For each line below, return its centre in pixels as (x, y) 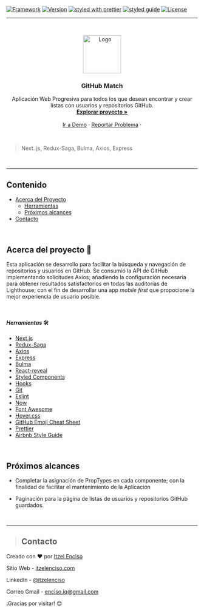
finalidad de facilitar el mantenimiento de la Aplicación (83, 487)
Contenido (27, 185)
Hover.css (28, 416)
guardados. (29, 505)
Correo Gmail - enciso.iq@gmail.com (53, 591)
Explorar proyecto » (102, 112)
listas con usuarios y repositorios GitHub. (102, 106)
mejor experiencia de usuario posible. (53, 296)
